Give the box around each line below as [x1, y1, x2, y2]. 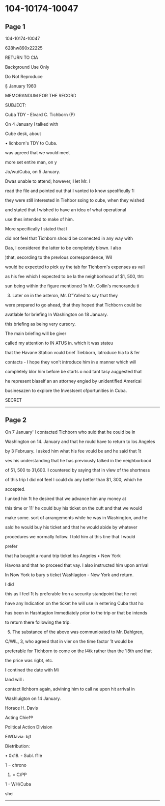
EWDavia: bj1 [5, 733, 31, 739]
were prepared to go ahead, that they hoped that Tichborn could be [5, 302, 142, 307]
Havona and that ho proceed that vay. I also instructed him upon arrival [5, 562, 149, 568]
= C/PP [12, 772, 27, 778]
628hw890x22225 [5, 45, 43, 51]
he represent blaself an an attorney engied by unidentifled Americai [5, 378, 142, 384]
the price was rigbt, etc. [5, 657, 54, 663]
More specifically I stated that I [5, 226, 68, 231]
